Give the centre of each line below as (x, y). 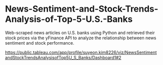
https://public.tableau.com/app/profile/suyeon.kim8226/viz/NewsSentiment (81, 52)
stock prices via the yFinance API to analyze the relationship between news (81, 38)
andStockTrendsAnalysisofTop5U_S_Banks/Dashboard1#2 (63, 57)
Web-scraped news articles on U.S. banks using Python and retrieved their (80, 32)
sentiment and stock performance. (40, 43)
